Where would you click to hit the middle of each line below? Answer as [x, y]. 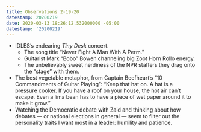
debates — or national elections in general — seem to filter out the [97, 116]
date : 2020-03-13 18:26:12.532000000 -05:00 [63, 23]
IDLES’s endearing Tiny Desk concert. [62, 46]
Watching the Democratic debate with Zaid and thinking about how [98, 110]
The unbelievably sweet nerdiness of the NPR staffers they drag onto [110, 65]
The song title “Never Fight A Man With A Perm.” [84, 52]
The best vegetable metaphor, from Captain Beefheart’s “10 [88, 78]
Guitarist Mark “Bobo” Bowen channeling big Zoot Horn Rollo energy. [110, 58]
